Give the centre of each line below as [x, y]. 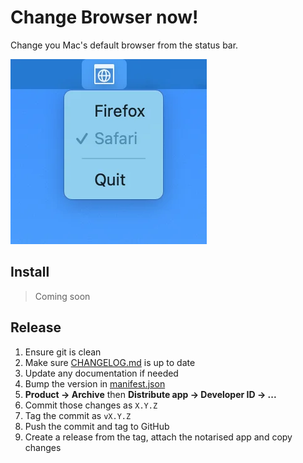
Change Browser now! [104, 17]
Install [30, 272]
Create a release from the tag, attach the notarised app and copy [158, 437]
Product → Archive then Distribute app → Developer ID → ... [150, 394]
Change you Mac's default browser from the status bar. [124, 45]
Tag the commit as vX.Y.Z [78, 415]
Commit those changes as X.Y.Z [91, 405]
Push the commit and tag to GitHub [97, 426]
